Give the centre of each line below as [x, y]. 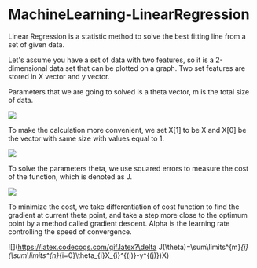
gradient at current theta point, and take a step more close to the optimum [128, 215]
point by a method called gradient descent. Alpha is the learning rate [119, 223]
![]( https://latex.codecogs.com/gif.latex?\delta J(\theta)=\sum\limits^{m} [125, 247]
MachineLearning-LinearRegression [129, 15]
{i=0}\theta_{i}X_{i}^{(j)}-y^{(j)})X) [114, 255]
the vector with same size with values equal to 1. [86, 138]
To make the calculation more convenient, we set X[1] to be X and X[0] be [127, 130]
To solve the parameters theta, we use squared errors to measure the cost [128, 168]
